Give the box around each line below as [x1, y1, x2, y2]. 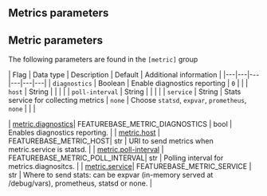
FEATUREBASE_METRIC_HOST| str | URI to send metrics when [8, 136, 214, 146]
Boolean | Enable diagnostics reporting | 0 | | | [98, 79, 249, 88]
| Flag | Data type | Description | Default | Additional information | [8, 70, 222, 80]
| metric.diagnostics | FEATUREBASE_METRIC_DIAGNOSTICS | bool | [8, 120, 233, 129]
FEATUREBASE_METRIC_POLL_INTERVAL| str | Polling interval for [8, 153, 224, 163]
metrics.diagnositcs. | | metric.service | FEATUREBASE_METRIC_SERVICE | [8, 162, 252, 171]
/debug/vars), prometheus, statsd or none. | [8, 178, 153, 188]
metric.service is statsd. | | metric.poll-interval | [8, 145, 164, 155]
